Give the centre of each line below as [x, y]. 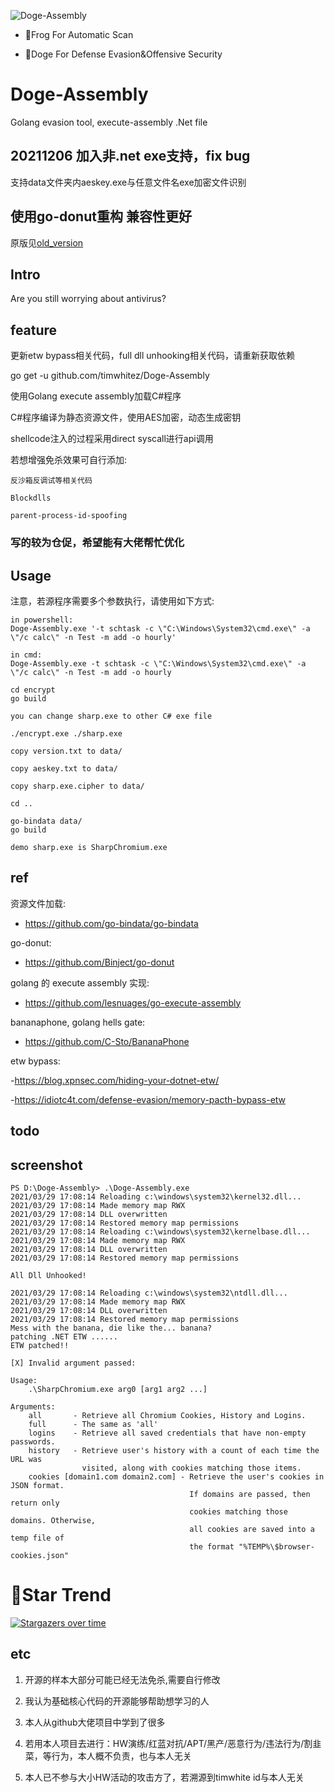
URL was [26, 1459]
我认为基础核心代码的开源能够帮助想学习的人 [117, 1701]
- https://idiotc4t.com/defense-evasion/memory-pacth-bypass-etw [148, 1099]
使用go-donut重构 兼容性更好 [101, 216]
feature [34, 330]
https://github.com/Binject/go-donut [99, 962]
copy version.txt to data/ [66, 751]
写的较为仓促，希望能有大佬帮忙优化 [97, 543]
